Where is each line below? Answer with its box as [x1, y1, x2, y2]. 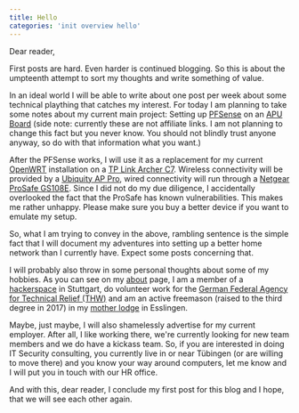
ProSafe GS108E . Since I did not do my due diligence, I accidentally [9, 182, 255, 193]
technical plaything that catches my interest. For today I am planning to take [9, 99, 287, 109]
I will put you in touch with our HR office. [9, 367, 158, 377]
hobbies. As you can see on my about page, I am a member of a [9, 273, 244, 285]
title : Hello [9, 12, 58, 22]
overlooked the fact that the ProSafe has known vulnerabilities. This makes [9, 192, 283, 203]
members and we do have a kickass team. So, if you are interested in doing [9, 338, 285, 349]
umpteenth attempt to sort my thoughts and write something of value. [9, 72, 264, 83]
